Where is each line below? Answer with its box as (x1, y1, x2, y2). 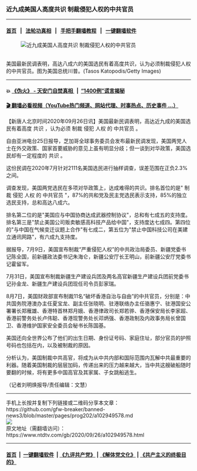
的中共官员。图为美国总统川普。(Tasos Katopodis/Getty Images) (6, 67, 161, 74)
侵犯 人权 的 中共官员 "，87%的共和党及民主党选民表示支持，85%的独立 (12, 192, 188, 199)
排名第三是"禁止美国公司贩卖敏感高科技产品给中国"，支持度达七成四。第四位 (6, 219, 191, 226)
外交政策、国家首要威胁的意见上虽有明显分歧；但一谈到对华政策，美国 (16, 145, 186, 152)
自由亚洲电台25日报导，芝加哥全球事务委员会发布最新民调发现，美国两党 (6, 138, 182, 145)
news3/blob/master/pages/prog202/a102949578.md (6, 412, 133, 419)
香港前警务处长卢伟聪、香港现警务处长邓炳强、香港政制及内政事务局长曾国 (6, 315, 186, 322)
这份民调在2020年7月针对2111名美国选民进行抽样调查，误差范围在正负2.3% (6, 165, 188, 172)
